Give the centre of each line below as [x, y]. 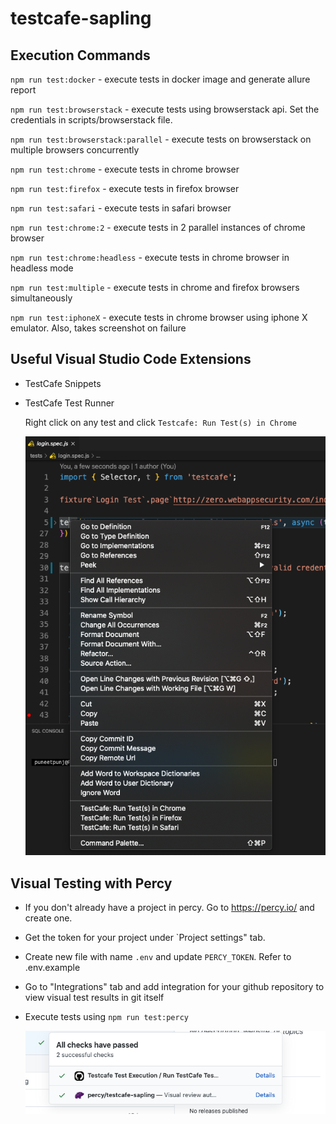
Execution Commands [80, 55]
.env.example [52, 968]
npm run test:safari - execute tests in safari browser [121, 208]
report [23, 90]
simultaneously [41, 298]
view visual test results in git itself [94, 998]
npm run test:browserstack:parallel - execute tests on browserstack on [161, 139]
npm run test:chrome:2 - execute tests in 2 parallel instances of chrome [158, 227]
